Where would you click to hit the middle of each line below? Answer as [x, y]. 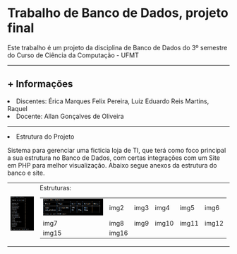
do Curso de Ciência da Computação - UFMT [73, 55]
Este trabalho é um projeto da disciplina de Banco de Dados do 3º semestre [117, 47]
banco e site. [26, 173]
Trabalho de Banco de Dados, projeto [118, 13]
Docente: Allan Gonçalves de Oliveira [71, 116]
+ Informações [40, 84]
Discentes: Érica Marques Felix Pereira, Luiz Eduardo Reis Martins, [113, 101]
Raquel [18, 108]
